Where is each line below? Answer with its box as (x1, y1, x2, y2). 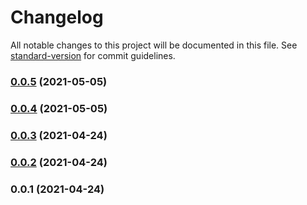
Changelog (10, 6, 104, 29)
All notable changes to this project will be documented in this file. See (10, 39, 298, 51)
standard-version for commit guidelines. (10, 49, 176, 61)
